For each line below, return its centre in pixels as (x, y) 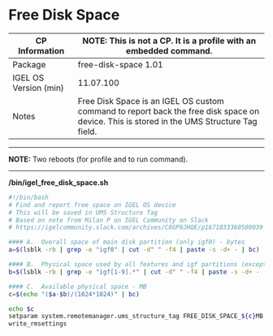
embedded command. (169, 50)
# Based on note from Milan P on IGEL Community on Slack (108, 220)
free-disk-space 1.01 (121, 64)
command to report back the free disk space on (169, 111)
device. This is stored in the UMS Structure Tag (167, 121)
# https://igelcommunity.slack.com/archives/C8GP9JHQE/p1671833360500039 (136, 228)
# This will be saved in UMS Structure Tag (83, 213)
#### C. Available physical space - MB (78, 286)
